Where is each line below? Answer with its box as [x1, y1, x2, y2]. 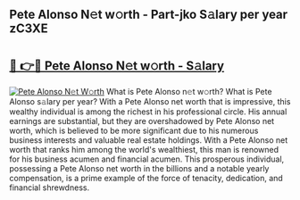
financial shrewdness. [9, 182, 90, 193]
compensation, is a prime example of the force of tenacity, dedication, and [9, 173, 283, 183]
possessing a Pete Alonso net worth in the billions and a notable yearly [9, 163, 270, 173]
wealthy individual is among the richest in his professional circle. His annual [9, 106, 287, 117]
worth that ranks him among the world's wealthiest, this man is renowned [9, 145, 279, 154]
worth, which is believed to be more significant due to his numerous [9, 125, 259, 136]
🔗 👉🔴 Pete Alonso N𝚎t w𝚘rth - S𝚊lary [9, 58, 225, 73]
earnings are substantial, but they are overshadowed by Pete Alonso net [9, 116, 275, 126]
